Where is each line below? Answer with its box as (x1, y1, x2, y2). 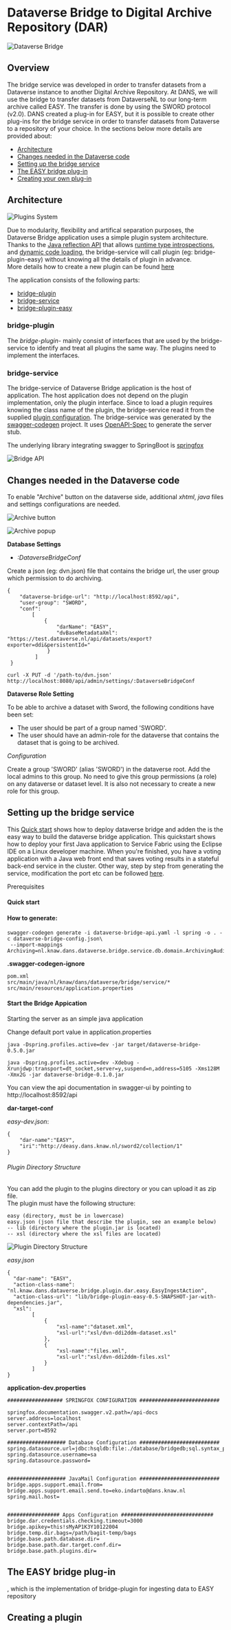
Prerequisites (7, 882, 45, 891)
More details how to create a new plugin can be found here (7, 262, 175, 271)
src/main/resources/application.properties (7, 984, 134, 992)
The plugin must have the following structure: (7, 1199, 136, 1207)
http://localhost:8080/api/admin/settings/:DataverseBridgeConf (7, 677, 195, 684)
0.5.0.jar (7, 1047, 36, 1054)
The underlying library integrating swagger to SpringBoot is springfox (7, 441, 204, 449)
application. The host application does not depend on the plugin (7, 391, 188, 400)
